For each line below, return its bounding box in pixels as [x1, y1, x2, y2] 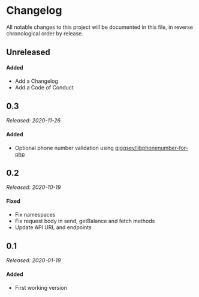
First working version [14, 284, 68, 291]
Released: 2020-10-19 [6, 184, 61, 191]
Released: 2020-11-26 [6, 117, 61, 124]
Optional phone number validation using [14, 144, 114, 151]
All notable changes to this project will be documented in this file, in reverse [6, 23, 194, 31]
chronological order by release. [6, 29, 84, 37]
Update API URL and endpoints [14, 223, 92, 231]
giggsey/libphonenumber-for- [114, 144, 189, 151]
